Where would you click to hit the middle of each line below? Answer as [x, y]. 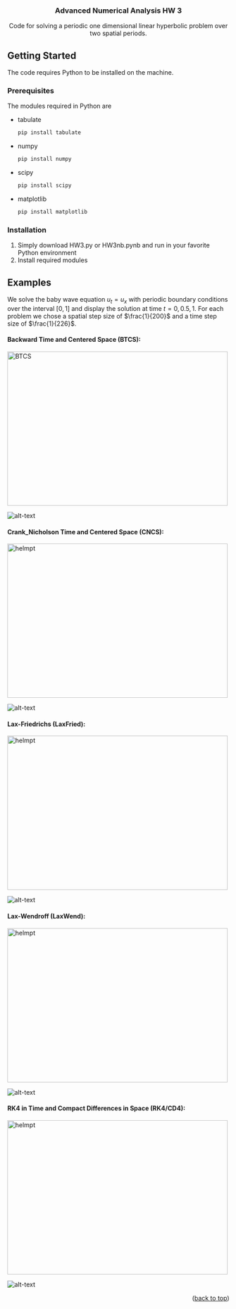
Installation [27, 230]
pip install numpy [44, 159]
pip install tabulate [49, 133]
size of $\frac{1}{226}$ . [42, 324]
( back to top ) [211, 1298]
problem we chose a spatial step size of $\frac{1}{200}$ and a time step [112, 316]
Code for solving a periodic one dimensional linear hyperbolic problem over [118, 26]
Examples [29, 282]
